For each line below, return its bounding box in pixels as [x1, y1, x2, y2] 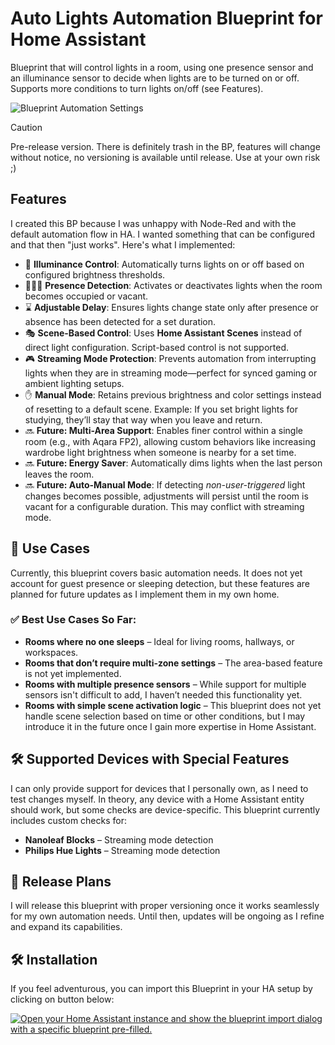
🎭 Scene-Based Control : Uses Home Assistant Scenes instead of [24, 327, 303, 339]
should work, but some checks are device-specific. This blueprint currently [10, 803, 321, 816]
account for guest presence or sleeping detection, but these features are [10, 577, 310, 589]
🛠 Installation [10, 951, 98, 968]
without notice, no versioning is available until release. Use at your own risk [10, 151, 321, 163]
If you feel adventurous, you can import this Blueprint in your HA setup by [10, 983, 313, 995]
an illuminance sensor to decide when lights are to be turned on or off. [10, 72, 300, 84]
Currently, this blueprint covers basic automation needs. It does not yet [10, 567, 303, 579]
